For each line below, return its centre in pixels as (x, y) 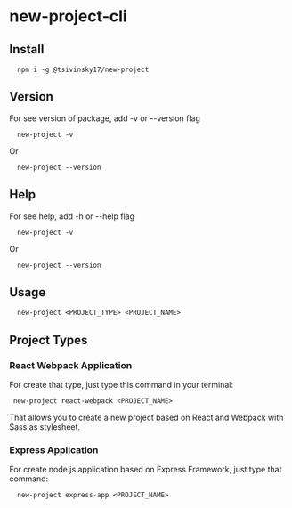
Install (27, 49)
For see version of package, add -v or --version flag (105, 118)
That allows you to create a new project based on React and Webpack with (146, 418)
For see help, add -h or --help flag (72, 216)
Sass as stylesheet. (45, 427)
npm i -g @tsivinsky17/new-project (83, 69)
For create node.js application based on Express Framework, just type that (146, 470)
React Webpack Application (71, 365)
